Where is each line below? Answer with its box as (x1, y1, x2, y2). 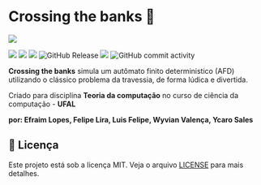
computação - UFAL (8, 99, 76, 109)
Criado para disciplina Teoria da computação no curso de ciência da (8, 90, 239, 100)
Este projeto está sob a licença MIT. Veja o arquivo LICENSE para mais (8, 160, 244, 170)
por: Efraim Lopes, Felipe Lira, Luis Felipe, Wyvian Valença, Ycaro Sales (8, 114, 254, 124)
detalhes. (8, 168, 40, 178)
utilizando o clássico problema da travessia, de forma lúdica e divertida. (8, 75, 249, 84)
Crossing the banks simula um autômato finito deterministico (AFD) (8, 66, 235, 75)
